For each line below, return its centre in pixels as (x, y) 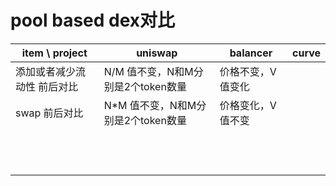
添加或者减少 (46, 71)
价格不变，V (248, 71)
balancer (251, 53)
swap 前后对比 (49, 113)
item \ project (54, 53)
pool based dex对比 (93, 20)
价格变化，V (248, 105)
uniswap (157, 53)
